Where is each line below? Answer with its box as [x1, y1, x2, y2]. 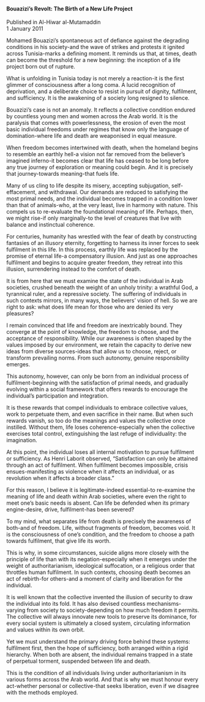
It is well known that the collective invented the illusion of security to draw [6, 594, 193, 601]
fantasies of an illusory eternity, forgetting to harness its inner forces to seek [6, 240, 199, 247]
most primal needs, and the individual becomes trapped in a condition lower [6, 195, 198, 202]
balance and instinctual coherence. [6, 221, 95, 228]
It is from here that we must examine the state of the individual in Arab [6, 277, 184, 285]
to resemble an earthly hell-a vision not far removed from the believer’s [6, 151, 185, 158]
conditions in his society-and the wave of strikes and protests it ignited [6, 43, 185, 51]
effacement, [6, 189, 37, 196]
